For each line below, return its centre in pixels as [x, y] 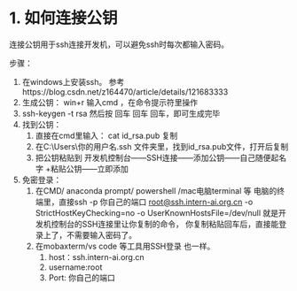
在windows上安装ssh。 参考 [73, 81]
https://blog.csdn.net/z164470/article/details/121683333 [125, 92]
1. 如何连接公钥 [63, 18]
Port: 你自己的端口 [82, 277]
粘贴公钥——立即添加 [89, 168]
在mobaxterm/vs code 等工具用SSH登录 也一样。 [125, 246]
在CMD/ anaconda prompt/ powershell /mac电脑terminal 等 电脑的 [156, 190]
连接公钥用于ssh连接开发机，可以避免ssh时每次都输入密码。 [119, 44]
